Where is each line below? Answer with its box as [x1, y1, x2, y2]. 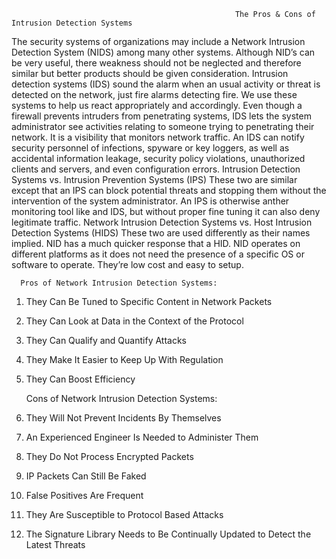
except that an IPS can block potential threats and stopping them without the [11, 185, 327, 196]
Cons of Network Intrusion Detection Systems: [25, 393, 218, 404]
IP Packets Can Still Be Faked [25, 470, 147, 482]
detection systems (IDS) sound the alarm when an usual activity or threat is [11, 78, 321, 90]
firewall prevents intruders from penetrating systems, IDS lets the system [11, 110, 312, 122]
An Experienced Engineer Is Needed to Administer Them [25, 431, 259, 443]
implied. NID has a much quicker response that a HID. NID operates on [11, 238, 301, 249]
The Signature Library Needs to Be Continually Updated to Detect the [25, 528, 312, 540]
